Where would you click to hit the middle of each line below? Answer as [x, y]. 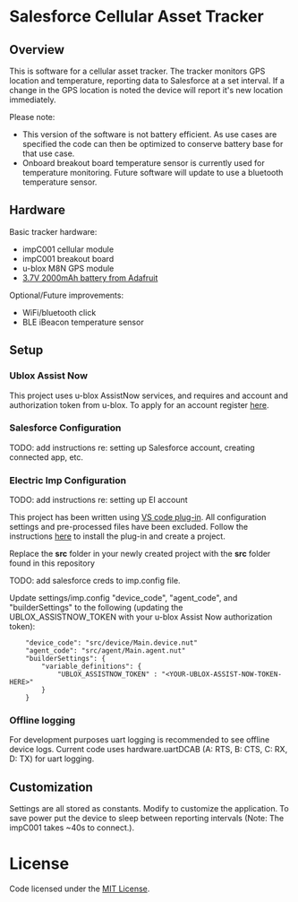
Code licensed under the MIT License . [80, 889]
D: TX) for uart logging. [52, 759]
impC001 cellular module [68, 249]
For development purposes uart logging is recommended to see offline [140, 740]
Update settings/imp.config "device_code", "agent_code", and [123, 598]
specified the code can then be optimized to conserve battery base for [153, 144]
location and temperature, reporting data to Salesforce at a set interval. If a [147, 81]
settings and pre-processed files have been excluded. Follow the [129, 527]
